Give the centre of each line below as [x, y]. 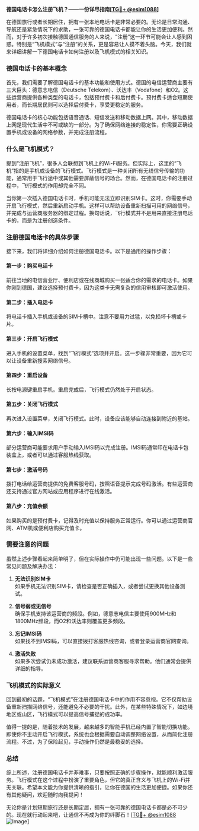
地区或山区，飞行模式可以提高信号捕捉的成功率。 [66, 714]
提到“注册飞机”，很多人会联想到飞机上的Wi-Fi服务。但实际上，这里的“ [91, 163]
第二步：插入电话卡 [30, 302]
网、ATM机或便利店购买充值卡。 [46, 528]
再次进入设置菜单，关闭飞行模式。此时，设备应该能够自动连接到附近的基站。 [99, 418]
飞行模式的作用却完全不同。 [55, 185]
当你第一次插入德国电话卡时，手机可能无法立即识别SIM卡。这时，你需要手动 [99, 198]
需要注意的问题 [28, 544]
